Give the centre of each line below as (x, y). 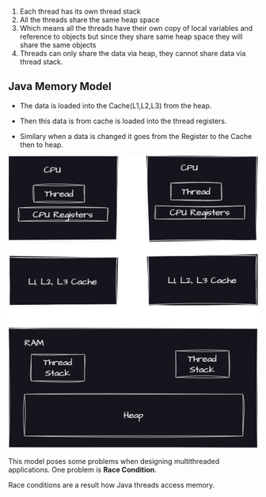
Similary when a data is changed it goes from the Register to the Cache (136, 136)
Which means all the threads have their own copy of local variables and (136, 28)
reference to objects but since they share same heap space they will (131, 36)
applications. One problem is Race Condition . (82, 469)
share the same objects (58, 45)
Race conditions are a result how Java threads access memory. (112, 484)
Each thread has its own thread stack (80, 11)
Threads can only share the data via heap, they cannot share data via (133, 53)
